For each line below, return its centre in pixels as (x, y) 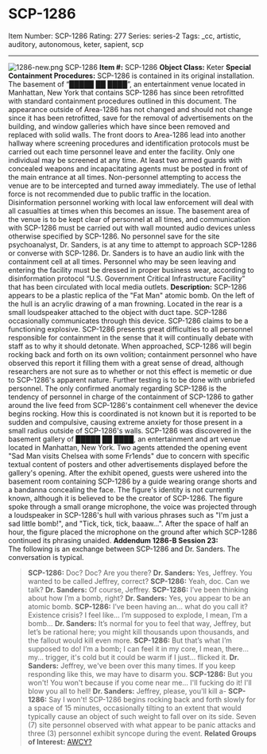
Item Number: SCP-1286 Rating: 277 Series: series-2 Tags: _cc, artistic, (125, 36)
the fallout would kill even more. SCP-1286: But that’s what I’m (130, 640)
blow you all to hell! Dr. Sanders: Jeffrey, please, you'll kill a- (127, 691)
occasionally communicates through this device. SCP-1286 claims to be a (128, 321)
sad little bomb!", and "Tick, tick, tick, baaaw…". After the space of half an (128, 523)
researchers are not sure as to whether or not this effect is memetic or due (130, 371)
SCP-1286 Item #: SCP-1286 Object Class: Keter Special (158, 67)
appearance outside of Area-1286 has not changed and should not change (130, 109)
